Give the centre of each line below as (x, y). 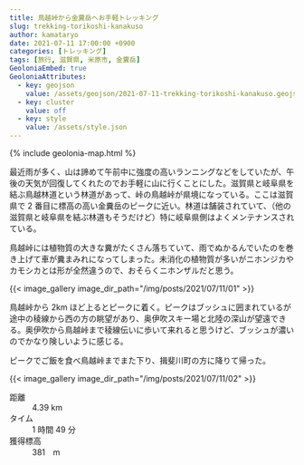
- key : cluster (46, 102)
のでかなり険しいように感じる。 (69, 341)
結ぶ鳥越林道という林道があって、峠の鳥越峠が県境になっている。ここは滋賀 (152, 194)
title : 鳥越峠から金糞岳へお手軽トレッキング (84, 18)
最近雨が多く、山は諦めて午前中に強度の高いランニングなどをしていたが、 (148, 172)
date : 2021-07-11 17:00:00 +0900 (72, 43)
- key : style (42, 119)
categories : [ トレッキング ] (58, 52)
